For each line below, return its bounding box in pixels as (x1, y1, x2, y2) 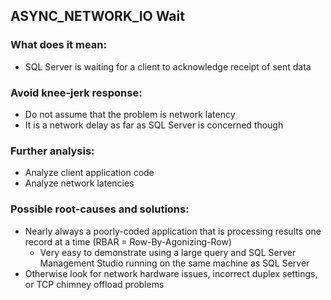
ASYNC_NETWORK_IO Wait (10, 8, 185, 25)
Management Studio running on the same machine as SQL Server (39, 257, 310, 269)
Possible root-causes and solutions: (10, 202, 190, 216)
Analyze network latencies (24, 177, 135, 189)
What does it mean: (10, 38, 107, 52)
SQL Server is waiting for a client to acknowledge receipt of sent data (24, 60, 312, 73)
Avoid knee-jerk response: (10, 85, 143, 99)
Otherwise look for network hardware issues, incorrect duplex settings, (24, 267, 318, 279)
